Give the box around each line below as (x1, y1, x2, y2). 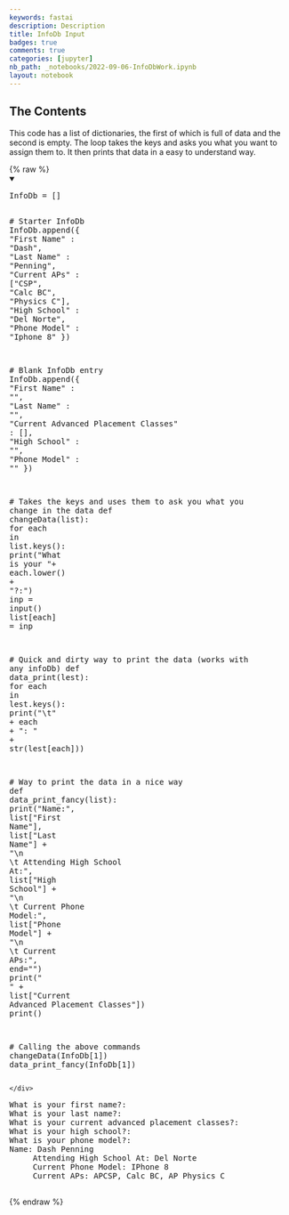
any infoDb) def (9, 663, 80, 673)
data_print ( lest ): (9, 672, 90, 682)
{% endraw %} (9, 1196, 64, 1207)
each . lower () (9, 567, 67, 578)
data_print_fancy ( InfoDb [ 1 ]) (9, 1059, 136, 1069)
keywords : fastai (9, 12, 74, 22)
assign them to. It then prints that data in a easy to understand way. (9, 146, 256, 157)
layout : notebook (9, 71, 74, 80)
